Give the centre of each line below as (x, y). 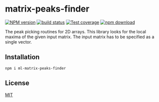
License (17, 83)
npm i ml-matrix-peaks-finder (36, 68)
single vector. (19, 42)
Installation (22, 57)
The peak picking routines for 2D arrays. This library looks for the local (76, 31)
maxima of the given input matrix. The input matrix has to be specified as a (80, 37)
